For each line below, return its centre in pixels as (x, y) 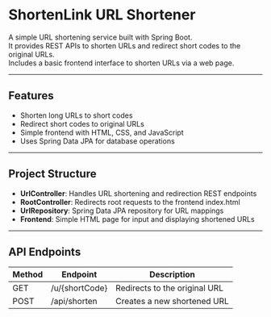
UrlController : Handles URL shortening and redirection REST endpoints (138, 193)
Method (28, 274)
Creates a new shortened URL (173, 302)
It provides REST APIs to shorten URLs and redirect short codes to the (125, 45)
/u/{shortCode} (79, 288)
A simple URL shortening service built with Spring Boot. (100, 37)
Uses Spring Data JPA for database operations (97, 141)
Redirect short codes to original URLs (82, 123)
